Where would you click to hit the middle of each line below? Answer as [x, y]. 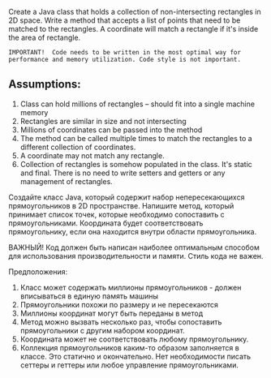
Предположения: [38, 272]
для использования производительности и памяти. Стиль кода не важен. [136, 256]
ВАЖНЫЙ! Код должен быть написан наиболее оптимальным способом [134, 247]
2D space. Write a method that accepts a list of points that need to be [125, 20]
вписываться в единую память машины [89, 296]
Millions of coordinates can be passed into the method [111, 130]
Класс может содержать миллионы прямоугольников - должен [131, 287]
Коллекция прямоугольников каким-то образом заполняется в [129, 347]
